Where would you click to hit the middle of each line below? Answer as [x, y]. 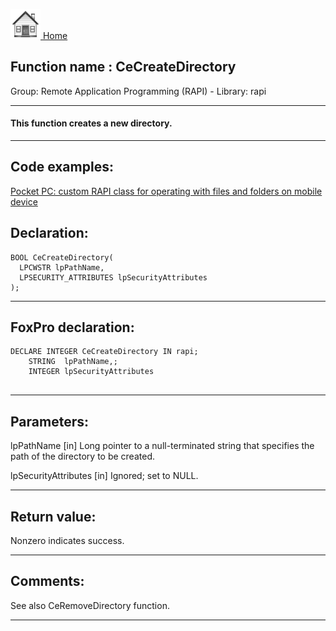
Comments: [47, 581]
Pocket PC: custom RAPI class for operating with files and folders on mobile [166, 191]
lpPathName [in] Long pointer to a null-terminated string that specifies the [162, 446]
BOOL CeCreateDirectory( [62, 257]
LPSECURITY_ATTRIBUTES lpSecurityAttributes [113, 277]
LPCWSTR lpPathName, [62, 267]
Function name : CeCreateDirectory [123, 67]
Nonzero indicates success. [67, 541]
